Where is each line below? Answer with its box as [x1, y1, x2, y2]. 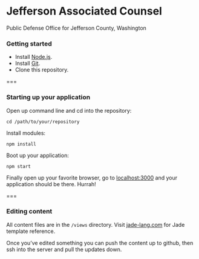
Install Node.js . [15, 53, 53, 61]
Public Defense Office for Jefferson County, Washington [6, 24, 147, 32]
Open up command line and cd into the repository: [6, 107, 132, 114]
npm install [6, 141, 36, 147]
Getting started [6, 39, 53, 48]
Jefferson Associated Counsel [6, 4, 162, 18]
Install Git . [15, 59, 41, 67]
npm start [6, 163, 31, 169]
